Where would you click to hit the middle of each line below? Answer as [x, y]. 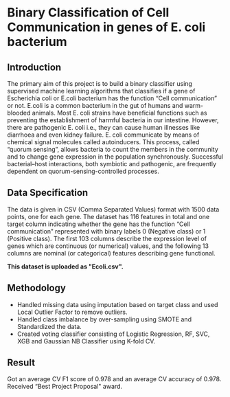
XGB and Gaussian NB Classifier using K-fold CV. [86, 341]
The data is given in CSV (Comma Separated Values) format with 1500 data [113, 209]
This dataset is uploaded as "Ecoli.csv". [65, 266]
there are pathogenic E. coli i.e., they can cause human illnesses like [104, 127]
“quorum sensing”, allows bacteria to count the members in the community [113, 149]
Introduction [34, 67]
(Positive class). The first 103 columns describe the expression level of [107, 238]
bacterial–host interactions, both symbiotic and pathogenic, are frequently [112, 164]
